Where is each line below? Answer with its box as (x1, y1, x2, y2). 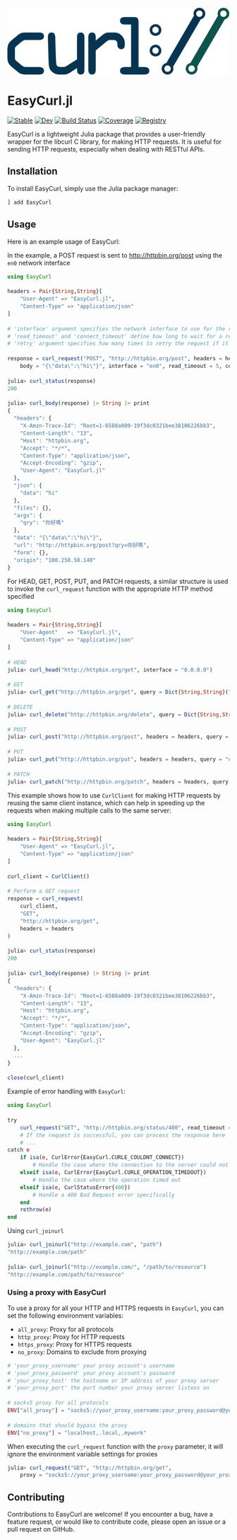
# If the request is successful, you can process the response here (20, 1132, 226, 1139)
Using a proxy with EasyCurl (7, 1287, 107, 1297)
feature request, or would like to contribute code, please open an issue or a (7, 1517, 226, 1526)
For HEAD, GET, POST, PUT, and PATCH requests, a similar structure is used (7, 577, 229, 585)
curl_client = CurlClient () (7, 873, 90, 880)
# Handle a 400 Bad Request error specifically (32, 1191, 175, 1198)
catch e (7, 1147, 30, 1154)
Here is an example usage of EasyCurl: (7, 237, 120, 246)
